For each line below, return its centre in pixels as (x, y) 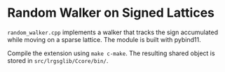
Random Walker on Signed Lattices (111, 13)
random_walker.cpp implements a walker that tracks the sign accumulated (113, 32)
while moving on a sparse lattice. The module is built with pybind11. (104, 39)
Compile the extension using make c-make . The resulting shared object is (111, 53)
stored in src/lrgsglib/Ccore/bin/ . (58, 60)
